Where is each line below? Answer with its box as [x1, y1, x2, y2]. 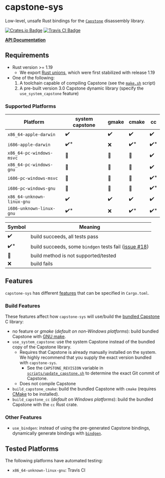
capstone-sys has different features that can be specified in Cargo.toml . [5, 290, 150, 296]
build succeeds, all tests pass [30, 233, 99, 240]
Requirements [5, 51, 49, 60]
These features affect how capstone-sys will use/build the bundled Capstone [5, 313, 160, 319]
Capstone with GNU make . [12, 334, 66, 340]
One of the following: [12, 74, 55, 80]
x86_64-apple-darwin [7, 132, 55, 137]
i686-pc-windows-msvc [7, 175, 58, 181]
